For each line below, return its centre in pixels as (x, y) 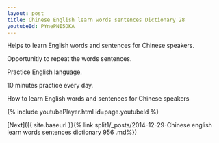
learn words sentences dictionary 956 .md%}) (72, 132)
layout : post (26, 13)
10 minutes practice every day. (50, 86)
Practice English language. (44, 72)
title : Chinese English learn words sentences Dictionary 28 (96, 20)
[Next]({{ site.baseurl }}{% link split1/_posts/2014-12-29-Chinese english (109, 125)
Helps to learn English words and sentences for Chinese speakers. (101, 46)
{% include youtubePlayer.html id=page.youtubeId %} (83, 112)
